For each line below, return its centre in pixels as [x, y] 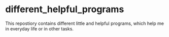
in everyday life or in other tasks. [39, 28]
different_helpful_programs [65, 9]
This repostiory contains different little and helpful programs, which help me [84, 23]
